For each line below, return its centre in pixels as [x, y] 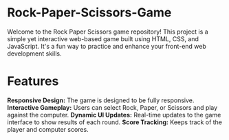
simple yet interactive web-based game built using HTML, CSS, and [103, 38]
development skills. [34, 54]
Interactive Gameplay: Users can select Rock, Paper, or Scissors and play [112, 107]
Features [33, 81]
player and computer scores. [48, 129]
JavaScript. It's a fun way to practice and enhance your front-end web [107, 46]
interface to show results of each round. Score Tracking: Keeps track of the [115, 122]
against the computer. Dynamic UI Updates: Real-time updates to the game [114, 115]
